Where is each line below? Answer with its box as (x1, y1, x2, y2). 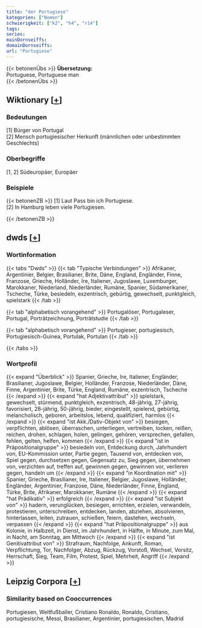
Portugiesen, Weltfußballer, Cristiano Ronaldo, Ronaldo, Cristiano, (6, 608, 169, 615)
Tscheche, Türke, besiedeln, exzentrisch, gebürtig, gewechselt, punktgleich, (6, 290, 196, 297)
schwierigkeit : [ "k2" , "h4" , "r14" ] (6, 20, 98, 26)
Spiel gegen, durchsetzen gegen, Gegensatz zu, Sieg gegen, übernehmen (6, 457, 191, 464)
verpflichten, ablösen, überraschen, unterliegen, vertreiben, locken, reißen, (6, 425, 193, 432)
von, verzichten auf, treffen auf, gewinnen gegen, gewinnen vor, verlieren (6, 463, 189, 471)
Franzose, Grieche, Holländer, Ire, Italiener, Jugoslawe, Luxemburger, (6, 277, 178, 284)
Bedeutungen (6, 113, 47, 121)
